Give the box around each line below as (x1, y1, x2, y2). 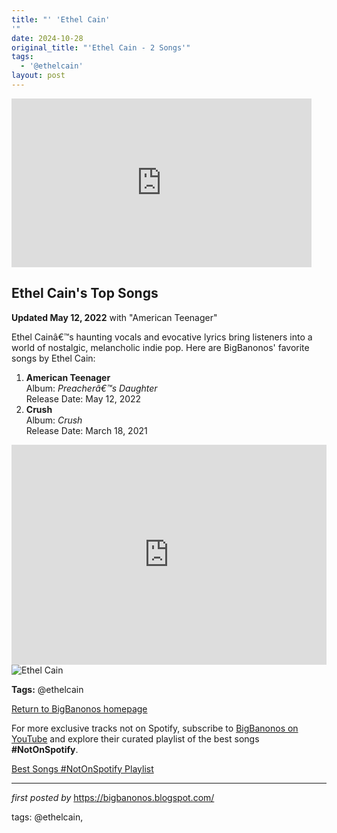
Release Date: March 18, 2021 (25, 424, 148, 436)
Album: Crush (25, 414, 83, 426)
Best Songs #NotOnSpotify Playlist (11, 762, 154, 775)
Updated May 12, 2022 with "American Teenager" (11, 311, 218, 323)
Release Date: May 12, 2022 (25, 392, 142, 405)
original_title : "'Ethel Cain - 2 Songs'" (11, 42, 191, 53)
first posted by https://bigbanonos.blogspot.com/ (11, 791, 215, 803)
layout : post (11, 71, 66, 81)
